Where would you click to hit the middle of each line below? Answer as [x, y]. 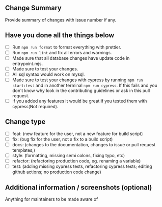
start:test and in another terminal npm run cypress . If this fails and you [85, 85]
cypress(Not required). [35, 107]
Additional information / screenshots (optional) [79, 187]
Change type [25, 122]
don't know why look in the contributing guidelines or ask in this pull [81, 91]
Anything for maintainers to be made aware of [52, 199]
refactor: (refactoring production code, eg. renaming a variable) [76, 161]
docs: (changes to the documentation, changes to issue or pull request [84, 145]
